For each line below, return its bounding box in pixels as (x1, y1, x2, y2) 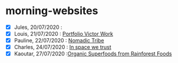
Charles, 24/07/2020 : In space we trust (14, 44, 111, 51)
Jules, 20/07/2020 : (14, 24, 62, 31)
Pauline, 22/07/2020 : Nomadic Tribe (14, 37, 104, 44)
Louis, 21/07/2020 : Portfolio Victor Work (14, 31, 113, 37)
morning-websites (5, 4, 98, 18)
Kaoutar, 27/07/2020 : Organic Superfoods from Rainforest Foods (14, 50, 172, 57)
